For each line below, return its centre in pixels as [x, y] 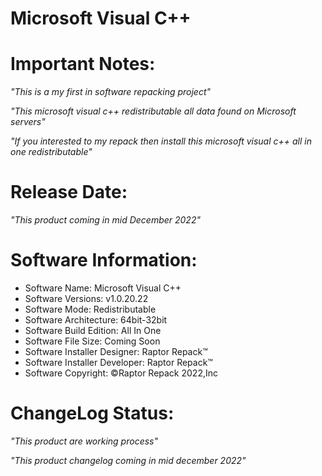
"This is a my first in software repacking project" [111, 92]
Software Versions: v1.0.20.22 [86, 298]
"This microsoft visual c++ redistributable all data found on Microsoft [153, 111]
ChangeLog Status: [92, 413]
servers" [28, 122]
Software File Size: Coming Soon [92, 341]
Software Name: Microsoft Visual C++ [103, 288]
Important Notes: [83, 64]
